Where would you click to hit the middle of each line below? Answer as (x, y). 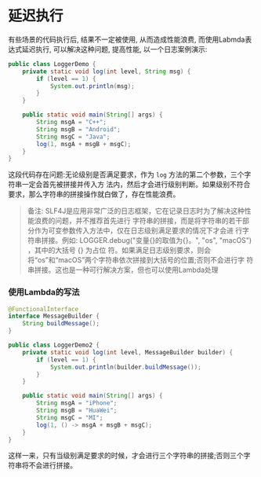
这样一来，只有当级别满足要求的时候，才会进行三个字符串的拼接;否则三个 (126, 456)
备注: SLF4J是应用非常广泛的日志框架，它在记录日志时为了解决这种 (136, 211)
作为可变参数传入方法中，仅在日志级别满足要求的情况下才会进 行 (138, 231)
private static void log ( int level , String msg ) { (107, 72)
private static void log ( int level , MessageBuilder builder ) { (128, 352)
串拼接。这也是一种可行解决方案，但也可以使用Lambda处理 (123, 270)
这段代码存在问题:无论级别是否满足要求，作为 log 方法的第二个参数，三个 (126, 174)
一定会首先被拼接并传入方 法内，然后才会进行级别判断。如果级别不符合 (136, 185)
